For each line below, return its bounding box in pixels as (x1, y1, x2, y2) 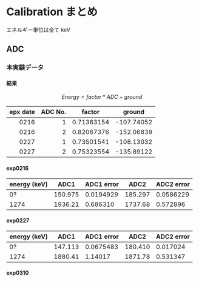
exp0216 (6, 164, 29, 172)
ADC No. (41, 108, 67, 116)
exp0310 (6, 269, 29, 277)
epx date (9, 108, 35, 116)
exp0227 (6, 217, 30, 224)
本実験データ (6, 64, 44, 72)
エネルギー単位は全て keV (6, 26, 71, 33)
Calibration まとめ (6, 5, 98, 19)
